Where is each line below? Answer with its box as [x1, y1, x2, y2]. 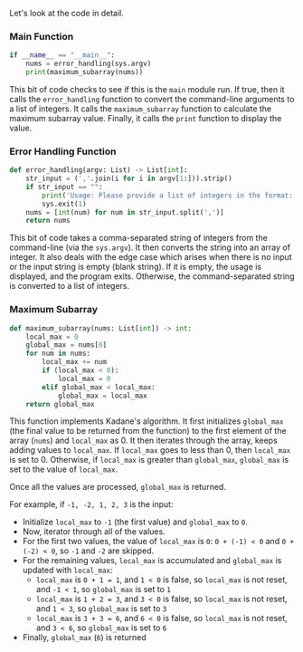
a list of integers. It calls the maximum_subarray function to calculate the [9, 103, 272, 114]
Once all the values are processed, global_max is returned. [9, 482, 226, 493]
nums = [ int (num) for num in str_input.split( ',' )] [25, 207, 224, 216]
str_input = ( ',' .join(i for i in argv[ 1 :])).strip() [25, 174, 232, 184]
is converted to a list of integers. [9, 281, 130, 292]
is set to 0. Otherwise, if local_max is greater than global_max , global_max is [9, 455, 289, 465]
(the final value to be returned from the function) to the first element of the [9, 426, 287, 436]
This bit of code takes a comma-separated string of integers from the [9, 233, 269, 244]
